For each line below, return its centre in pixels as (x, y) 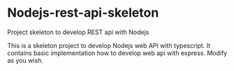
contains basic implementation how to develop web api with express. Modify (117, 53)
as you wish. (25, 60)
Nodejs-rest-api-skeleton (83, 13)
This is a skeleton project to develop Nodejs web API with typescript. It (109, 45)
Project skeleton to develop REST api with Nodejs (78, 32)
